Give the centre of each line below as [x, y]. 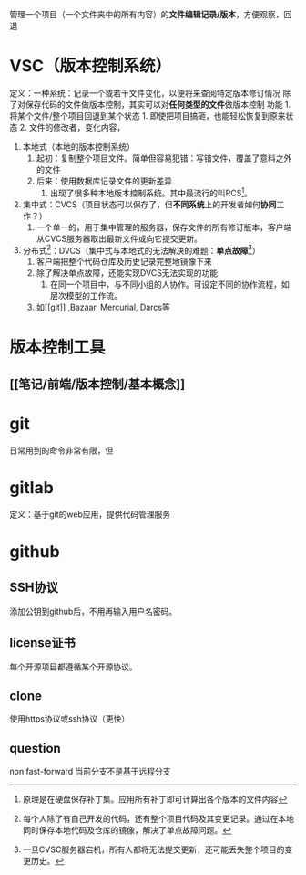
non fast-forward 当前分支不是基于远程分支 [90, 772]
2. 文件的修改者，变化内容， [72, 127]
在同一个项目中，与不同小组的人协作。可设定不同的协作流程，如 [169, 285]
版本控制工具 [58, 348]
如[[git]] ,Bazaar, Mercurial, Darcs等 [103, 307]
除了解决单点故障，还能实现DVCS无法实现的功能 [127, 273]
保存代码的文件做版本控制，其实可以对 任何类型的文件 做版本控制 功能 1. [158, 104]
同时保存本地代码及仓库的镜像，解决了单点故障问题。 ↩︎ [127, 830]
